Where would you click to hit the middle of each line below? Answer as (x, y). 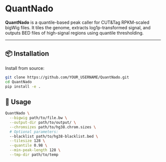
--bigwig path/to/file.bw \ (39, 118)
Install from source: (25, 68)
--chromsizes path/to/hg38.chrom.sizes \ (53, 127)
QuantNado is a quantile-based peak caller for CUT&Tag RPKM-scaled (77, 22)
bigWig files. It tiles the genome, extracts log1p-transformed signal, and (78, 27)
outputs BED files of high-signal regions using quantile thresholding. (75, 33)
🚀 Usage (18, 102)
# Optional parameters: (34, 132)
